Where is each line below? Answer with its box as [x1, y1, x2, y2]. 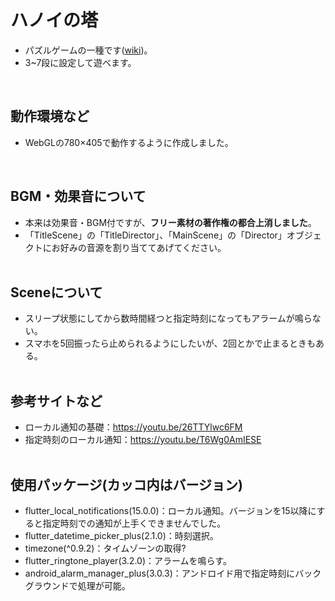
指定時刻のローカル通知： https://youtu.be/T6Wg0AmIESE [24, 434, 262, 446]
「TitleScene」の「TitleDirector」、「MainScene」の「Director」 [24, 229, 287, 241]
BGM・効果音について [10, 188, 147, 205]
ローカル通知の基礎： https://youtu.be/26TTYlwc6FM [24, 421, 243, 433]
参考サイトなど [10, 392, 103, 410]
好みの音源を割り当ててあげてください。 [59, 241, 227, 253]
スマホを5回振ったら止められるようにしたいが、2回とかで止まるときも [24, 337, 316, 350]
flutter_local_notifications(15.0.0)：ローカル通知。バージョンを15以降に [24, 505, 317, 516]
